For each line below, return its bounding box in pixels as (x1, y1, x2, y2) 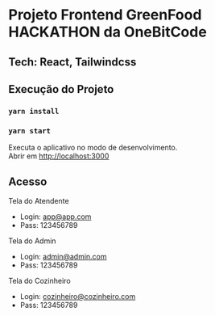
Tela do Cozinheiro (8, 276, 71, 285)
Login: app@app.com (19, 212, 92, 221)
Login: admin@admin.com (19, 252, 107, 261)
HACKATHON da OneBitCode (8, 23, 207, 41)
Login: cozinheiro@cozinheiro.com (19, 292, 136, 301)
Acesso (8, 175, 48, 188)
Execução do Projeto (8, 82, 114, 96)
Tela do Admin (8, 236, 56, 246)
